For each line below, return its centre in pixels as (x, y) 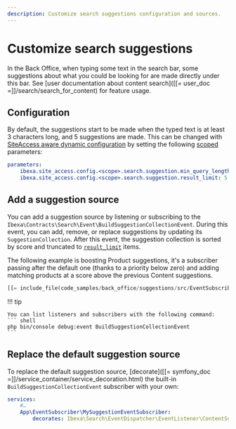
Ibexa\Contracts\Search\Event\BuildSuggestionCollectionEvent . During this (118, 224)
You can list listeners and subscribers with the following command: (111, 314)
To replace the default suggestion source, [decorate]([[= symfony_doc (109, 371)
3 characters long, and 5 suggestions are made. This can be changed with (115, 137)
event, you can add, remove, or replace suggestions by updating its (105, 231)
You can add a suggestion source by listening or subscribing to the (104, 217)
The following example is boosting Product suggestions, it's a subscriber (112, 260)
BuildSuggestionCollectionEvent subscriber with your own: (93, 386)
